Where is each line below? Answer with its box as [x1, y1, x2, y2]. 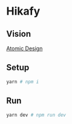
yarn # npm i [6, 78, 39, 85]
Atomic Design [6, 45, 43, 52]
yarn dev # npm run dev [6, 112, 67, 118]
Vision [6, 29, 31, 39]
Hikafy [6, 4, 41, 18]
